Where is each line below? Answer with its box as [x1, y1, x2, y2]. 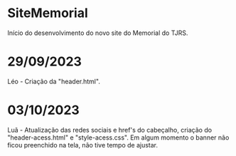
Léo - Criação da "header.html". [7, 77, 101, 85]
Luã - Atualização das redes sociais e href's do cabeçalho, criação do [7, 125, 212, 134]
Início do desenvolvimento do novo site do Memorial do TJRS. [7, 28, 188, 37]
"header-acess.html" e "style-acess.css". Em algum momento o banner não [7, 133, 230, 142]
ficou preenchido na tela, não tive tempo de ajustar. [7, 140, 159, 149]
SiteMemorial [7, 5, 89, 21]
